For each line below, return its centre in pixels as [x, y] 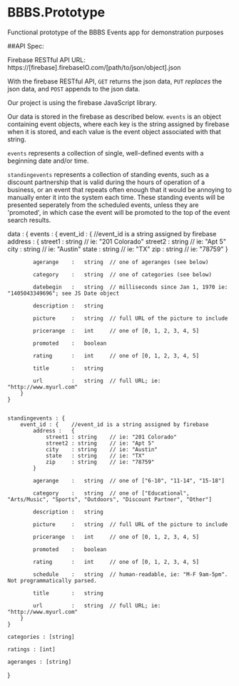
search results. [29, 220]
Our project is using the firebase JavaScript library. [82, 102]
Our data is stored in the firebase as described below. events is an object [114, 116]
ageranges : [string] [40, 662]
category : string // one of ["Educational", [112, 493]
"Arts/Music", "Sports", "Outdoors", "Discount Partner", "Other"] [110, 499]
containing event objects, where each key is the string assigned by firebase [118, 124]
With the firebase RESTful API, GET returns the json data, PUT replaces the [115, 81]
